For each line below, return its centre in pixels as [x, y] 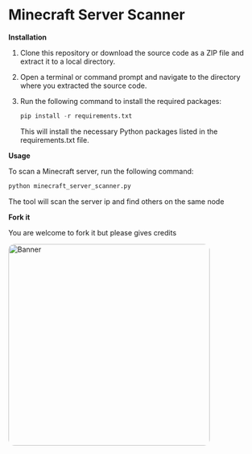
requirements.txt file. [55, 140]
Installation [27, 37]
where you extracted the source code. [83, 85]
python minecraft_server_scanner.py [70, 186]
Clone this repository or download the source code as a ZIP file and [132, 52]
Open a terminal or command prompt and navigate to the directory [130, 77]
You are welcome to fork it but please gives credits [93, 232]
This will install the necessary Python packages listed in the [119, 131]
